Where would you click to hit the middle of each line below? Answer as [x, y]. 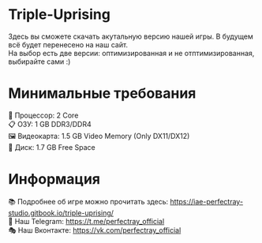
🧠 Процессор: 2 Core [43, 115]
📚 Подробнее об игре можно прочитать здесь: [88, 201]
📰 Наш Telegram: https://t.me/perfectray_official [86, 221]
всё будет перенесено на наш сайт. [68, 44]
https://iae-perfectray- [206, 201]
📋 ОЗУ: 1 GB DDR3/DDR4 [50, 124]
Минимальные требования [102, 93]
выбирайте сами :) [39, 62]
